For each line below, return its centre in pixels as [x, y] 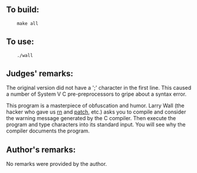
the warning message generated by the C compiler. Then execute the [91, 118]
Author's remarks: [41, 150]
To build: [23, 10]
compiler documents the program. [48, 131]
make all [28, 23]
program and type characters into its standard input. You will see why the [96, 125]
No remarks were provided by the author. [57, 164]
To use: [20, 42]
